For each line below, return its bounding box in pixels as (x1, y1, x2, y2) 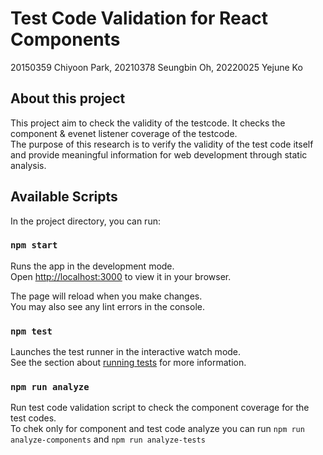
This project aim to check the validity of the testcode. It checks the (10, 117, 286, 129)
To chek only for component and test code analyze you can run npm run (10, 423, 305, 435)
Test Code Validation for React (10, 7, 268, 30)
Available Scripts (10, 188, 118, 206)
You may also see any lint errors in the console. (10, 300, 205, 312)
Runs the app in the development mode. (10, 260, 175, 272)
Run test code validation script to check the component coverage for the (10, 402, 310, 414)
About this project (10, 90, 126, 107)
